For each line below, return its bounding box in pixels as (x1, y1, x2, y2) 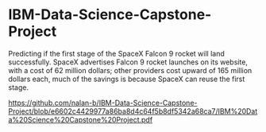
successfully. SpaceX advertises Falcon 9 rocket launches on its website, (8, 57, 249, 67)
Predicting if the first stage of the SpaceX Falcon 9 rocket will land (8, 49, 225, 58)
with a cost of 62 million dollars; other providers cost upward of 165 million (8, 65, 253, 75)
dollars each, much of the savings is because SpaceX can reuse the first (8, 74, 245, 83)
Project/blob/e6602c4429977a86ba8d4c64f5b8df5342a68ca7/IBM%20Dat (8, 106, 258, 116)
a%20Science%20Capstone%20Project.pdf (8, 115, 153, 124)
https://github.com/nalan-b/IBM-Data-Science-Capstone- (8, 98, 198, 107)
